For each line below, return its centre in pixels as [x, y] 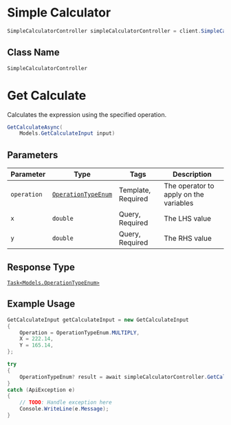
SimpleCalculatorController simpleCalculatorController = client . [104, 31]
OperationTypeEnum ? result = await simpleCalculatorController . [113, 377]
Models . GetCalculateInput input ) [67, 133]
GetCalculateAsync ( [35, 127]
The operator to [189, 186]
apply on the [184, 195]
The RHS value [188, 239]
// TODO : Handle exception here [66, 403]
